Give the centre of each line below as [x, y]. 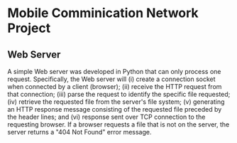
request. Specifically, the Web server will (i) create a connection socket [111, 79]
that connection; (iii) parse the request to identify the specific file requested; [119, 94]
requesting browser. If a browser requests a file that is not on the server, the [118, 125]
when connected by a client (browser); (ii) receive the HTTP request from [115, 86]
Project [29, 28]
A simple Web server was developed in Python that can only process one [114, 71]
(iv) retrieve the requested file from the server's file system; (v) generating [116, 102]
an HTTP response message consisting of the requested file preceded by [115, 109]
